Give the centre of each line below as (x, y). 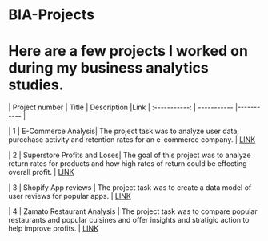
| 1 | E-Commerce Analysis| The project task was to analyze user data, (124, 131)
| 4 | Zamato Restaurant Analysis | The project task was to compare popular (133, 211)
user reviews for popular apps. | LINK (70, 196)
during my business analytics (109, 68)
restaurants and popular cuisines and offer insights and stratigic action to (129, 220)
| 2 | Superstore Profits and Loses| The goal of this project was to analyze (130, 155)
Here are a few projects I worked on (128, 51)
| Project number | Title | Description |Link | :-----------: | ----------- (121, 107)
